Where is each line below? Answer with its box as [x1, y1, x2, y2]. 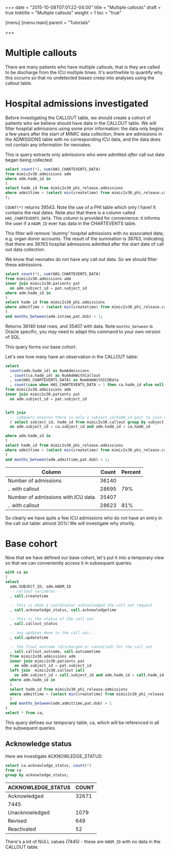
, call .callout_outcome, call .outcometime [10, 649, 101, 654]
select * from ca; [5, 710, 44, 715]
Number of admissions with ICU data [8, 494, 95, 501]
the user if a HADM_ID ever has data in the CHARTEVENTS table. [5, 220, 137, 226]
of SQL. [5, 334, 21, 340]
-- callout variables [10, 588, 56, 594]
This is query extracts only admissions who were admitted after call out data [5, 151, 164, 157]
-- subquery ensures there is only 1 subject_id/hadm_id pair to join [10, 415, 162, 420]
